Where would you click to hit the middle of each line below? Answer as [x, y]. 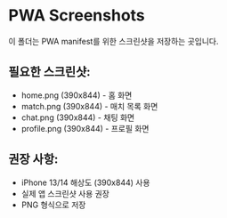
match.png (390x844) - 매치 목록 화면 [89, 106]
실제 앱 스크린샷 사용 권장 [65, 193]
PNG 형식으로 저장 [53, 205]
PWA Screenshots [77, 16]
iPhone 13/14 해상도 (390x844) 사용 [85, 182]
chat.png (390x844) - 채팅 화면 [78, 117]
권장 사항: [33, 160]
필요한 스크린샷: [49, 72]
